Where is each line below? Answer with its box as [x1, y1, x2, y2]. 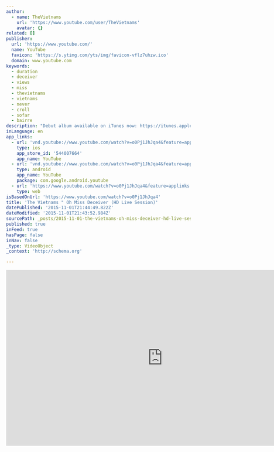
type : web [16, 188, 41, 194]
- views [11, 80, 30, 86]
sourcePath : [6, 216, 35, 222]
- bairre [11, 118, 33, 124]
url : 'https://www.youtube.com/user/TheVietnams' [16, 19, 141, 25]
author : [6, 8, 25, 15]
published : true [6, 221, 46, 227]
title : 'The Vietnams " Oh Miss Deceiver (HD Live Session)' [6, 199, 159, 205]
